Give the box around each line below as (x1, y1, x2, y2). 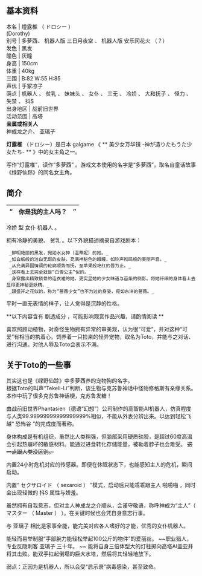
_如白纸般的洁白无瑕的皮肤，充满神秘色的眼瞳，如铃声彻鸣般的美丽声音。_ (8, 256, 167, 262)
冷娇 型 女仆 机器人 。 (6, 223, 60, 231)
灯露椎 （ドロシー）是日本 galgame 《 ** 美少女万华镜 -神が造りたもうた (6, 140, 187, 148)
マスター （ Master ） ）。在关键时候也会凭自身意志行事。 (6, 509, 149, 517)
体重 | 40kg (6, 67, 35, 74)
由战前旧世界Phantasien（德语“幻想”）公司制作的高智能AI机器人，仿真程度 (6, 405, 192, 413)
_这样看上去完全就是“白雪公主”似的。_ (8, 269, 92, 275)
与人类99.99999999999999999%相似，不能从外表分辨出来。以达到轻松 (6, 413, 186, 420)
